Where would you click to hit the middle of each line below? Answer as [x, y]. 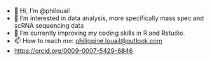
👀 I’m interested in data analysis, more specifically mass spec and [109, 18]
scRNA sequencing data [49, 25]
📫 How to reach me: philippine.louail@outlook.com [88, 41]
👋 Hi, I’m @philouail [42, 11]
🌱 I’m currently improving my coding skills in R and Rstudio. [100, 33]
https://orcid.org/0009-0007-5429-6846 [73, 51]
